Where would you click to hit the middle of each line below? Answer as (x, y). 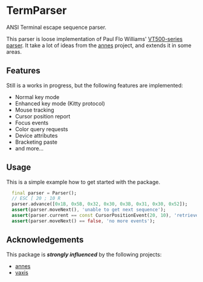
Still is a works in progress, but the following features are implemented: (95, 85)
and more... (29, 148)
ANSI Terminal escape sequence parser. (56, 27)
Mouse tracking (34, 110)
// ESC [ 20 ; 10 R (36, 199)
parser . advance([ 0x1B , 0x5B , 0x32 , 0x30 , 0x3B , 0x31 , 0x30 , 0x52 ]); (100, 204)
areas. (14, 51)
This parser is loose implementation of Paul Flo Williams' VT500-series (95, 39)
